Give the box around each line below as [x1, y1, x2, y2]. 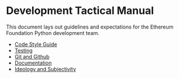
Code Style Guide [14, 41, 57, 48]
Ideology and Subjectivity [14, 65, 76, 72]
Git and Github [14, 53, 50, 60]
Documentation [14, 59, 52, 66]
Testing [14, 47, 33, 54]
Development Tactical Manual [6, 4, 154, 17]
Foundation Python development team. [6, 29, 99, 36]
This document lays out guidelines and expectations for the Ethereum [6, 23, 174, 30]
